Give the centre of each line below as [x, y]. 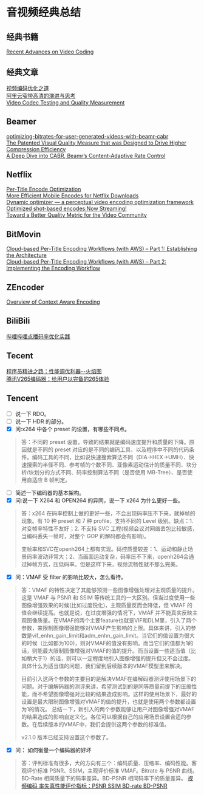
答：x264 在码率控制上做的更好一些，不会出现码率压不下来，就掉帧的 [108, 513]
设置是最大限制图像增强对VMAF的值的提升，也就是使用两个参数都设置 [109, 701]
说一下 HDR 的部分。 [41, 421]
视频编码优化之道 [28, 88]
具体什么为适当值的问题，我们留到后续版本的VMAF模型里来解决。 [104, 666]
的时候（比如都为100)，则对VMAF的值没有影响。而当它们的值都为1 [104, 643]
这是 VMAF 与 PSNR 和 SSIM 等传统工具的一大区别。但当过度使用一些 [108, 597]
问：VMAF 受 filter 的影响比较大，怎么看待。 [70, 577]
